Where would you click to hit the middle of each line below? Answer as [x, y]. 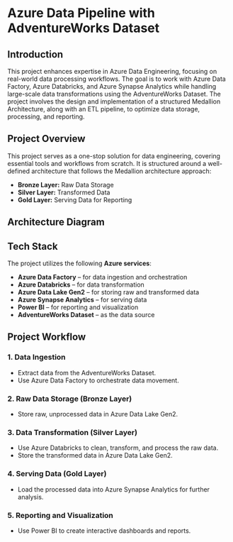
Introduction [35, 54]
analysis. [30, 497]
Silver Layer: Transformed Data [64, 192]
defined [19, 171]
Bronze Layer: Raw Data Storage [66, 184]
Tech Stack [33, 246]
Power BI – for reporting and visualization [78, 307]
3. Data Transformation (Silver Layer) [73, 432]
